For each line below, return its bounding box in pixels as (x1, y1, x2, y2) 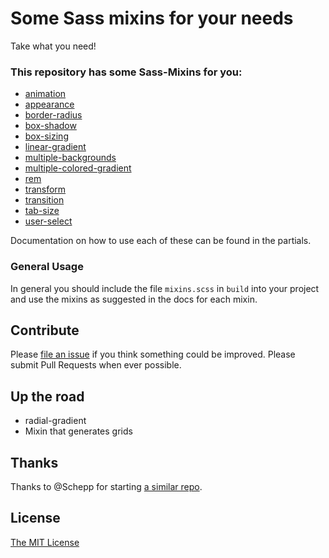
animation (24, 88, 67, 100)
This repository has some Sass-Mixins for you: (10, 65, 243, 79)
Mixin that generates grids (24, 425, 133, 437)
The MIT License (10, 536, 80, 548)
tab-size (24, 205, 60, 217)
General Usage (10, 260, 84, 274)
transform (24, 183, 67, 196)
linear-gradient (24, 141, 87, 153)
